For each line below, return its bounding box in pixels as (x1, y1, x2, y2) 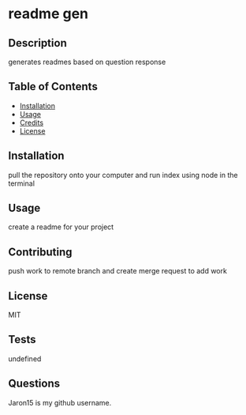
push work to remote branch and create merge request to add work (8, 266, 227, 276)
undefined (8, 353, 42, 364)
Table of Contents (8, 80, 99, 93)
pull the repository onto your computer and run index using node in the (8, 170, 238, 179)
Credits (19, 118, 44, 127)
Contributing (8, 245, 73, 258)
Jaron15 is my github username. (8, 398, 112, 407)
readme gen (8, 5, 89, 23)
